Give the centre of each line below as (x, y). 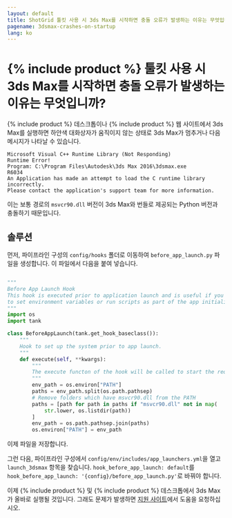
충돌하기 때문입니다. (34, 213)
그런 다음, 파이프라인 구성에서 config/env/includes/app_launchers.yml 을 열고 (114, 459)
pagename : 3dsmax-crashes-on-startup (61, 26)
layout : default (30, 13)
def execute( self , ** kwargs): (63, 359)
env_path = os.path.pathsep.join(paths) (91, 423)
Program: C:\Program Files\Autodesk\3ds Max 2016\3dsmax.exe (97, 166)
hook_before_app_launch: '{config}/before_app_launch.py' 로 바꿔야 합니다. (114, 476)
